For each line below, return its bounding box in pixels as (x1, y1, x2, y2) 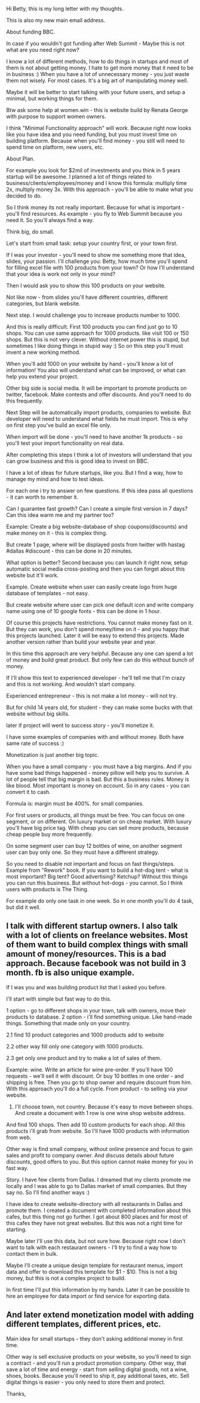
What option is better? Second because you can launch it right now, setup (6, 559, 188, 566)
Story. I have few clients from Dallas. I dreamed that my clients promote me (6, 1176, 191, 1183)
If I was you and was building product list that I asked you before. (6, 983, 167, 990)
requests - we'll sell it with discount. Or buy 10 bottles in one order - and (6, 1072, 184, 1080)
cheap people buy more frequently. (6, 831, 93, 838)
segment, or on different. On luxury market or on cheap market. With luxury (6, 818, 192, 825)
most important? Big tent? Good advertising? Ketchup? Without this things (6, 873, 188, 880)
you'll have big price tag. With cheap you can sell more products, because (6, 825, 189, 831)
